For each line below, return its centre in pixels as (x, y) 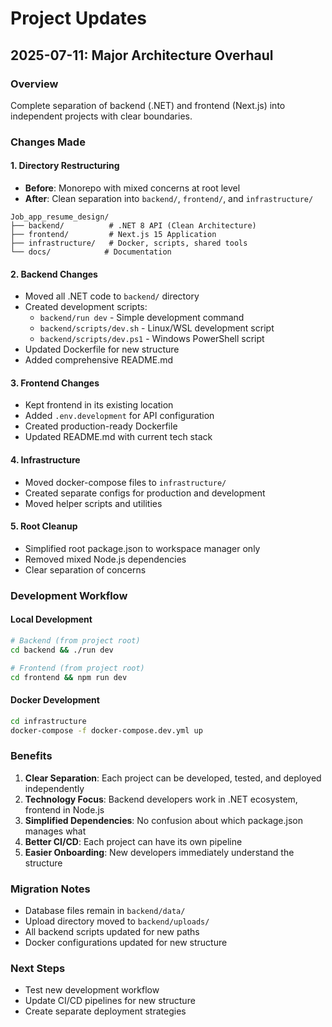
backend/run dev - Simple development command (142, 318)
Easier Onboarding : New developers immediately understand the (159, 852)
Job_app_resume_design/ (60, 217)
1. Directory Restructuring (65, 166)
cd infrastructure (48, 721)
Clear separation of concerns (85, 569)
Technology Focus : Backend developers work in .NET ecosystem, (161, 799)
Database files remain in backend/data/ (105, 910)
